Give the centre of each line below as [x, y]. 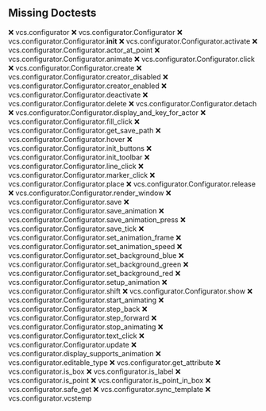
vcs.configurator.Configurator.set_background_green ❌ [98, 264]
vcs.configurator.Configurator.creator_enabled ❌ [87, 86]
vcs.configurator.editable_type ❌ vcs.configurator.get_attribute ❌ [114, 362]
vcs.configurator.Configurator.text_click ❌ [76, 336]
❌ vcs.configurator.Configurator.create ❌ [75, 67]
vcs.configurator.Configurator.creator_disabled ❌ [88, 77]
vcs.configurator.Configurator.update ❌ [73, 344]
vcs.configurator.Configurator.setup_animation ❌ [88, 282]
